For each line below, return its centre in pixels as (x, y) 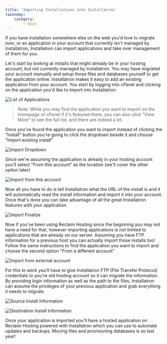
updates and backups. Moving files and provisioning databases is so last (80, 331)
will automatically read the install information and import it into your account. (84, 194)
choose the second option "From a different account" (60, 251)
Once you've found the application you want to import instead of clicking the (84, 130)
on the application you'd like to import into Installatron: (61, 90)
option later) (18, 170)
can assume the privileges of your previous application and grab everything (83, 286)
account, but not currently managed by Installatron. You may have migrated (83, 69)
